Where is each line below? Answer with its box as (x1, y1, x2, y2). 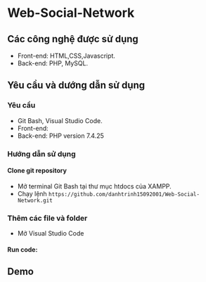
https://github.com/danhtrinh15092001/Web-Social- (48, 191, 200, 198)
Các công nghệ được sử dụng (7, 33, 139, 45)
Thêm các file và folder (7, 213, 88, 223)
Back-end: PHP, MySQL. (17, 59, 89, 68)
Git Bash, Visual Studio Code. (17, 116, 103, 124)
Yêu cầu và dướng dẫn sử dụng (7, 79, 146, 91)
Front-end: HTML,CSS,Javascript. (17, 51, 116, 60)
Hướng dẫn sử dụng (7, 149, 76, 159)
